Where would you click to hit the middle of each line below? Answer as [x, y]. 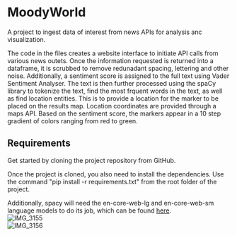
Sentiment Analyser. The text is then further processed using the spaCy [112, 83]
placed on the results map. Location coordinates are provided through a [112, 106]
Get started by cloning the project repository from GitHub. [92, 160]
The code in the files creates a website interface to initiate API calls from [113, 53]
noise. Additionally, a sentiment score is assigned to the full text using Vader [118, 76]
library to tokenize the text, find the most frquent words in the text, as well [115, 91]
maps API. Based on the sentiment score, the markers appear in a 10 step [114, 113]
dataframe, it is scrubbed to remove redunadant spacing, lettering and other [118, 68]
